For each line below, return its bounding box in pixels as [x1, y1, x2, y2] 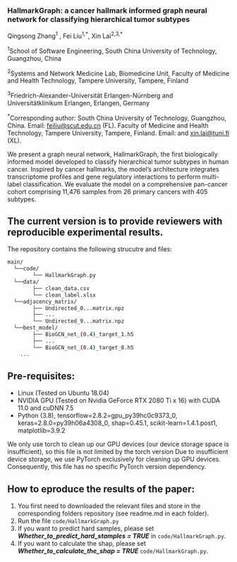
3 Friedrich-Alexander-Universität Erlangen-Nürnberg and [7, 90, 174, 100]
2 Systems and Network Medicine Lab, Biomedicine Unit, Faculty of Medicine [7, 68, 230, 78]
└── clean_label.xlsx [32, 292, 97, 299]
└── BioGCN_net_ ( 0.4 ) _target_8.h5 [32, 344, 134, 351]
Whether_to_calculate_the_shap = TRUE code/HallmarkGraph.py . [17, 546, 209, 556]
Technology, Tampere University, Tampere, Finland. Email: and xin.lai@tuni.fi [7, 128, 230, 137]
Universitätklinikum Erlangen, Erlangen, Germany [7, 98, 150, 107]
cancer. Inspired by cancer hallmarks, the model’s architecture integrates [7, 165, 219, 173]
